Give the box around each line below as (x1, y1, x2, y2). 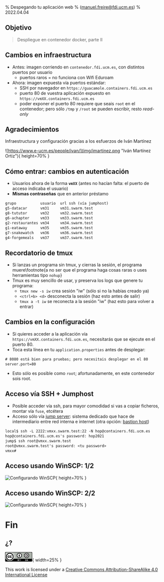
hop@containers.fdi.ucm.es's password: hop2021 (5, 433, 105, 438)
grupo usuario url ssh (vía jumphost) (5, 201, 109, 206)
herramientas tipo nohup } (12, 273, 62, 278)
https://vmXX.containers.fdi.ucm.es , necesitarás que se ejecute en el (12, 336, 156, 342)
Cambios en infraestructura (5, 51, 92, 60)
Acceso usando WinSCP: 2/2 (5, 489, 96, 497)
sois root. (12, 375, 31, 381)
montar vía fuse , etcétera (12, 408, 63, 414)
